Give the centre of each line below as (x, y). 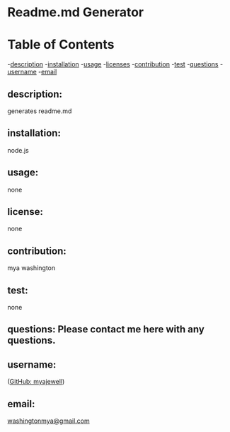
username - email (32, 72)
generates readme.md (40, 111)
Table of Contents (61, 45)
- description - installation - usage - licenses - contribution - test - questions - (115, 64)
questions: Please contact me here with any (106, 329)
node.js (18, 150)
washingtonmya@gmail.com (48, 421)
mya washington (31, 268)
